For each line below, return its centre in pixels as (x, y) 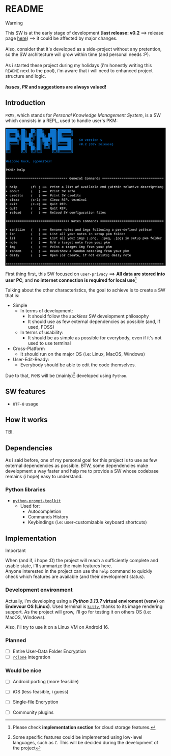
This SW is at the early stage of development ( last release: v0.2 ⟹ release (84, 33)
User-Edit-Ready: (31, 360)
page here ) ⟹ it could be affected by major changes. (61, 38)
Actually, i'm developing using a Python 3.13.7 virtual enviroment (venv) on (85, 601)
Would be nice (23, 671)
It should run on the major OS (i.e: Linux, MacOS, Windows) (82, 354)
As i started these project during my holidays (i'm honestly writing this (79, 65)
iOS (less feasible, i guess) (40, 692)
